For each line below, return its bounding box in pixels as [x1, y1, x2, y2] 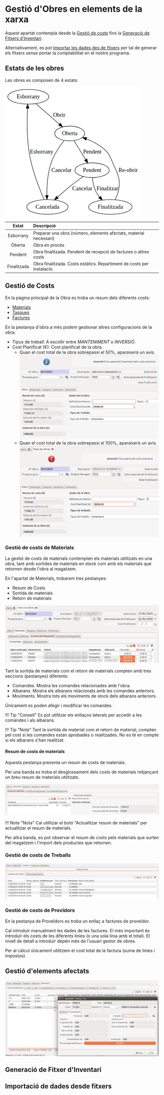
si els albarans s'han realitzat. [5, 737, 65, 743]
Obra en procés [33, 242, 65, 248]
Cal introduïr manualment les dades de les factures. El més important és [5, 927, 150, 933]
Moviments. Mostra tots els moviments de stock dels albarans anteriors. [12, 693, 157, 699]
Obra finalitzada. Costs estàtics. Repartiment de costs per [33, 261, 149, 267]
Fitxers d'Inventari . [5, 35, 43, 41]
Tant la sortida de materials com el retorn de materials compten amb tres [5, 668, 151, 674]
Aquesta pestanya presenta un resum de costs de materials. [5, 759, 126, 765]
